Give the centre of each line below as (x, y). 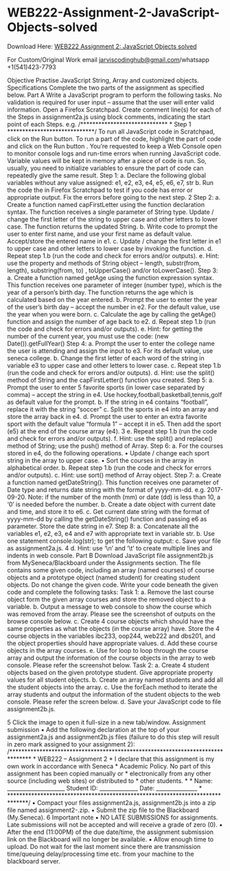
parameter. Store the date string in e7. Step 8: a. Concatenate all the (103, 526)
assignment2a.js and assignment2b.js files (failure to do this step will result (113, 737)
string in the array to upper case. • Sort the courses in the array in (101, 460)
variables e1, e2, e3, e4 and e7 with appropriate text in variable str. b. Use (111, 533)
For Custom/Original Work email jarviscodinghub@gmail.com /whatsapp (108, 59)
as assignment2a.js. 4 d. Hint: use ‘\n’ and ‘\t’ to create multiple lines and (110, 548)
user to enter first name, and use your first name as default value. (100, 234)
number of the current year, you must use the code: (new (88, 336)
